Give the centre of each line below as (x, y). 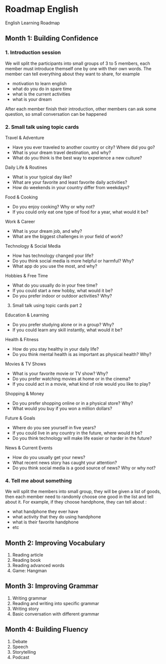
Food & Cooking (22, 197)
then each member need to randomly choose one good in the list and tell (79, 497)
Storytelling (24, 652)
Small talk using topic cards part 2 (47, 305)
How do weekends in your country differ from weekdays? (71, 187)
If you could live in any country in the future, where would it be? (77, 433)
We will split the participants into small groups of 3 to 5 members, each (78, 63)
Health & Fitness (22, 339)
